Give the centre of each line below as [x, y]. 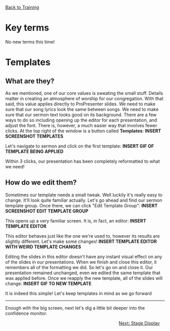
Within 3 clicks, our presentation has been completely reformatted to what [83, 161]
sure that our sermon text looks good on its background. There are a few [81, 115]
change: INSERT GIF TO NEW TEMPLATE [49, 283]
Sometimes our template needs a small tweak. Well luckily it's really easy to [84, 195]
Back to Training [22, 7]
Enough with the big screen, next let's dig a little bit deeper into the [75, 308]
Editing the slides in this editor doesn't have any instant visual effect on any [84, 256]
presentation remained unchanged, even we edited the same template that [83, 273]
